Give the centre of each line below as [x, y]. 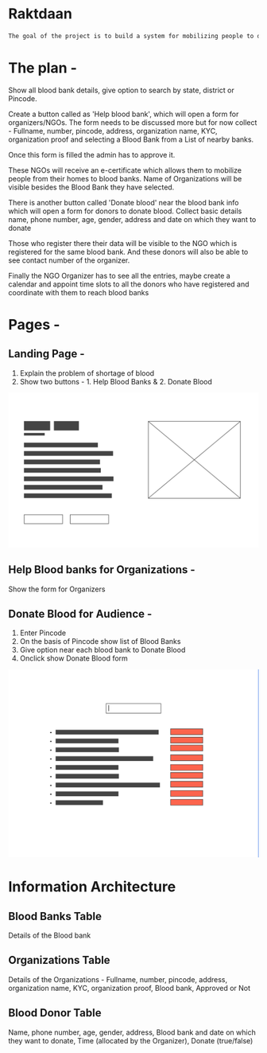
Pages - [34, 324]
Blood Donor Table [55, 1013]
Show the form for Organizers [57, 589]
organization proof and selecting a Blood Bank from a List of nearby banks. [131, 139]
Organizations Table [59, 960]
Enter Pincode [43, 633]
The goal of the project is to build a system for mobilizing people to [131, 36]
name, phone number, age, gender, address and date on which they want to [132, 219]
